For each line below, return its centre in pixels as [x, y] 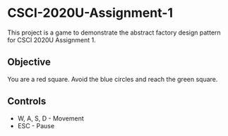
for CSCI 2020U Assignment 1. [52, 39]
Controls [27, 101]
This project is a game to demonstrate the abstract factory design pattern [114, 32]
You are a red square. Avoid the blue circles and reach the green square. [113, 79]
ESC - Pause [36, 125]
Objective [29, 62]
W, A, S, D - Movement [51, 118]
